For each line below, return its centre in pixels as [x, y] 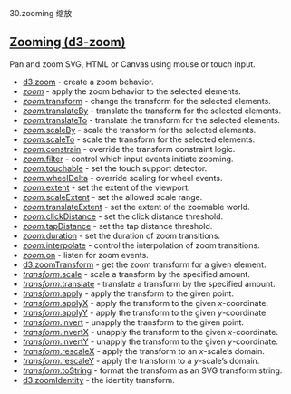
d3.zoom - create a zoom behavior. [88, 82]
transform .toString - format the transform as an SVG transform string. [152, 370]
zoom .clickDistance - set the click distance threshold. [123, 216]
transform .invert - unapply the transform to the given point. [133, 322]
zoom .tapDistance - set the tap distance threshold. [117, 226]
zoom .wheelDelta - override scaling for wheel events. [122, 178]
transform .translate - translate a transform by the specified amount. [149, 283]
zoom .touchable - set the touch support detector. [115, 168]
